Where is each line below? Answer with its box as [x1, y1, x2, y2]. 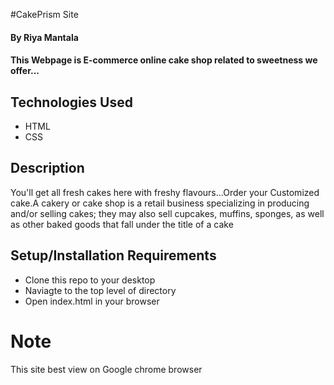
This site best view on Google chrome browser [10, 363, 203, 375]
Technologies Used [10, 94, 133, 111]
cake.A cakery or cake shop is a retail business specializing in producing [10, 197, 310, 209]
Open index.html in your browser [24, 295, 160, 307]
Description [10, 160, 85, 177]
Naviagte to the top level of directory [24, 284, 177, 296]
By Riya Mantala [10, 31, 79, 43]
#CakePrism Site [10, 9, 79, 20]
